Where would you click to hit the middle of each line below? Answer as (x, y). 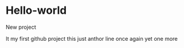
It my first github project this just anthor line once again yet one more (92, 38)
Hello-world (36, 10)
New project (21, 27)
